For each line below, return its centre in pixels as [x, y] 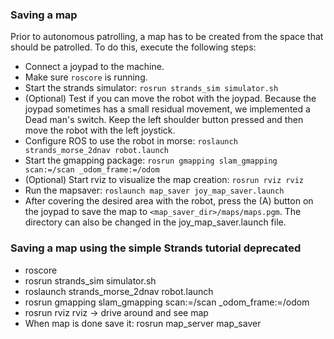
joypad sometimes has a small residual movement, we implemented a [167, 109]
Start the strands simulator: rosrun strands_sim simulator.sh [151, 88]
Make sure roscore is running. [86, 77]
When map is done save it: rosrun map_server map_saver [143, 323]
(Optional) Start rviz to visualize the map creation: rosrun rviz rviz [164, 180]
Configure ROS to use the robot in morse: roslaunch [131, 141]
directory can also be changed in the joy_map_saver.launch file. [155, 222]
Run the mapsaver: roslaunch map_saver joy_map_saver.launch [154, 190]
